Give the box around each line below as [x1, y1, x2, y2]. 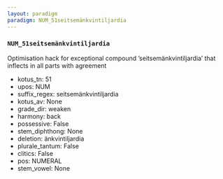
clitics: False [17, 149, 54, 157]
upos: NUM [17, 82, 51, 91]
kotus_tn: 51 [17, 75, 52, 83]
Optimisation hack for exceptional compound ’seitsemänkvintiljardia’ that [7, 54, 216, 62]
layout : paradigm [7, 10, 58, 17]
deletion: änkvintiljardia [17, 134, 85, 143]
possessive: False [17, 120, 69, 128]
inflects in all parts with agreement [7, 61, 107, 70]
